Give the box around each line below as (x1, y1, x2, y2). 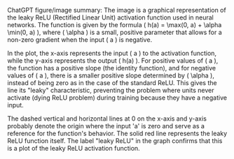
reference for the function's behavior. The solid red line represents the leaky (7, 129, 228, 137)
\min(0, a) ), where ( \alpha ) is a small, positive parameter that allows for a (7, 28, 222, 36)
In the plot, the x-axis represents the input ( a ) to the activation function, (7, 49, 217, 57)
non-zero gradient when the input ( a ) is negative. (7, 36, 153, 44)
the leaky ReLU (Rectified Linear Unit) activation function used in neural (7, 13, 214, 22)
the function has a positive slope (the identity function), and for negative (7, 64, 216, 72)
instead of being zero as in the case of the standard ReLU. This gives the (7, 79, 217, 86)
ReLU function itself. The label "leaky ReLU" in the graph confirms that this (7, 137, 223, 145)
